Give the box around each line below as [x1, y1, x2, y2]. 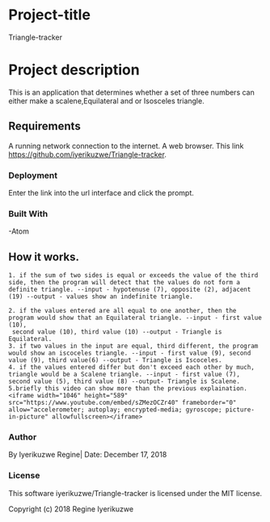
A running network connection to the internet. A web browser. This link [8, 141, 244, 150]
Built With [8, 208, 49, 219]
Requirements [8, 120, 81, 133]
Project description [8, 61, 140, 79]
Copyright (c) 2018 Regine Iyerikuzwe [8, 503, 134, 514]
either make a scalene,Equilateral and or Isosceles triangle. [8, 95, 205, 106]
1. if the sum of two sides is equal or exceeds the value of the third [8, 272, 259, 280]
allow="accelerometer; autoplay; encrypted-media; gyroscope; [8, 406, 222, 414]
